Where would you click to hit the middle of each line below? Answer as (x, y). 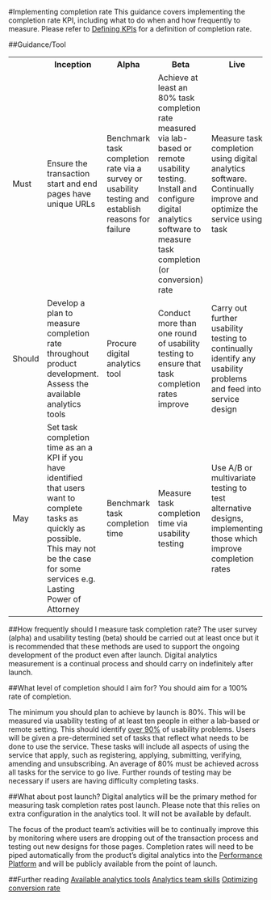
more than (177, 323)
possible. (64, 539)
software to (179, 229)
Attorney (63, 609)
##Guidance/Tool (37, 44)
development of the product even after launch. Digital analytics (113, 655)
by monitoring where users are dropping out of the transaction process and (133, 838)
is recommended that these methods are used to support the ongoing (124, 646)
